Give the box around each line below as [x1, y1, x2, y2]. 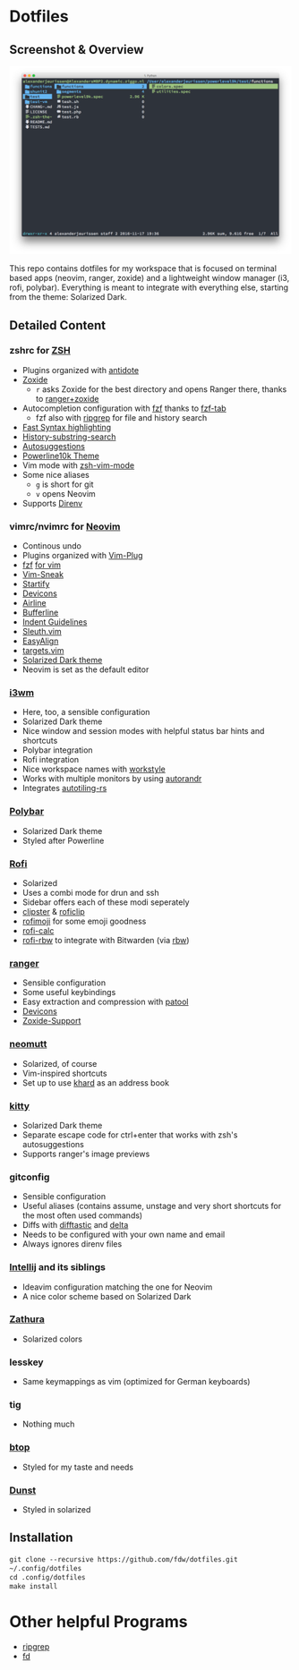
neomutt [9, 1038, 47, 1051]
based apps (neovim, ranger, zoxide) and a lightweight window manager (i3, [9, 273, 290, 284]
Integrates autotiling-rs [21, 783, 107, 794]
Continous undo [21, 541, 82, 551]
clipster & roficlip [21, 907, 85, 917]
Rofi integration [21, 754, 80, 765]
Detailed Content [9, 318, 107, 333]
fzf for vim [21, 559, 61, 570]
